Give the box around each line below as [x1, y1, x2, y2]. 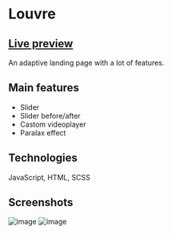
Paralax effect [19, 127, 66, 137]
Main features [8, 81, 80, 95]
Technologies [8, 151, 78, 165]
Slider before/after [19, 111, 82, 120]
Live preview [8, 37, 74, 50]
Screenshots [8, 196, 74, 209]
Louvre [8, 5, 56, 23]
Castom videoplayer [19, 119, 86, 129]
